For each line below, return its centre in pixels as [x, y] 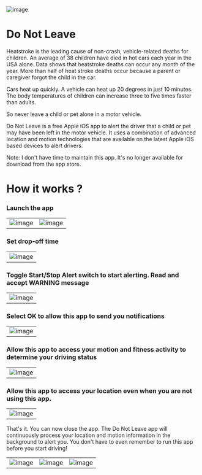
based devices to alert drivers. [45, 145]
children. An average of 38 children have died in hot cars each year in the [99, 58]
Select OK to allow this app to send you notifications [86, 316]
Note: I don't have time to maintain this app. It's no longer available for [95, 157]
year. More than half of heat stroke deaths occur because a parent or [93, 71]
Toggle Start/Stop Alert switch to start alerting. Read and [93, 275]
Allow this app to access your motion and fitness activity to [96, 350]
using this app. [29, 398]
